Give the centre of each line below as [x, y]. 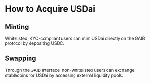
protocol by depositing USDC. [35, 43]
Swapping [21, 59]
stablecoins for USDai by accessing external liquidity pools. [64, 75]
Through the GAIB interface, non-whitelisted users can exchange [70, 70]
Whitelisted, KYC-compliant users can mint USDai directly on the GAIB [75, 38]
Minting [17, 27]
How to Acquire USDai [50, 9]
